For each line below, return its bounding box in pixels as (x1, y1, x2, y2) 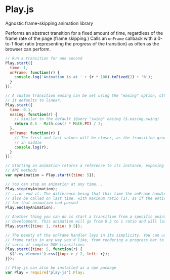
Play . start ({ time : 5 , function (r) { (5, 247, 82, 252)
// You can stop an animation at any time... (5, 182, 103, 187)
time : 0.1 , (10, 107, 33, 112)
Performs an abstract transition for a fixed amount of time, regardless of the (5, 30, 163, 36)
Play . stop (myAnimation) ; (5, 186, 58, 191)
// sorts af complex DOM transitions (5, 242, 85, 247)
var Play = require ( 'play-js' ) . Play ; (5, 270, 85, 275)
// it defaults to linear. (5, 97, 62, 103)
